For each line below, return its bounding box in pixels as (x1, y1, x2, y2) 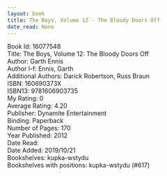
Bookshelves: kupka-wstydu (7, 154, 89, 162)
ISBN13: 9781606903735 (7, 87, 79, 95)
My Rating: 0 (7, 94, 44, 103)
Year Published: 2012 (7, 131, 68, 140)
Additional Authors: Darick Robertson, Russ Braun (7, 72, 150, 80)
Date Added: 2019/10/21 (7, 146, 76, 154)
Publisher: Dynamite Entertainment (7, 109, 107, 117)
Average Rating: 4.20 (7, 102, 67, 110)
